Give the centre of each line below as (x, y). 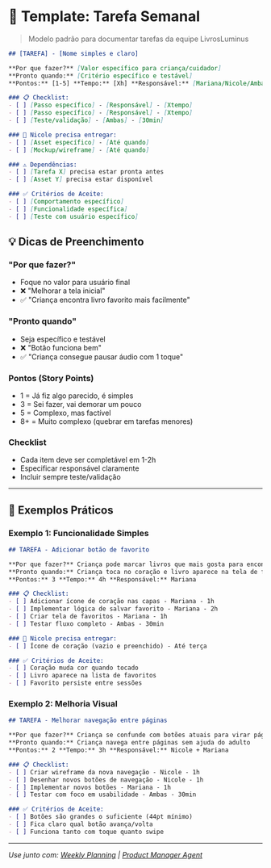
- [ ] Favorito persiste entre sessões (75, 683)
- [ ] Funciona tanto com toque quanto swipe (86, 832)
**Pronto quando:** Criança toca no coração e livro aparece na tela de (133, 572)
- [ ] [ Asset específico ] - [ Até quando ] (79, 142)
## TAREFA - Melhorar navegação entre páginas (88, 721)
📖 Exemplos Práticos (61, 510)
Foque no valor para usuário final (75, 283)
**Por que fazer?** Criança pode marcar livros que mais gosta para (126, 564)
